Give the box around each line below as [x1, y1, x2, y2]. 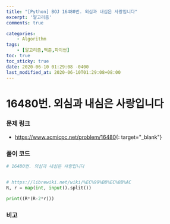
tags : [6, 42, 20, 48]
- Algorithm [17, 36, 46, 42]
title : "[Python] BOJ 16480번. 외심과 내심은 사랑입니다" [6, 8, 138, 15]
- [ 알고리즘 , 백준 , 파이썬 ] [17, 47, 70, 54]
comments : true [6, 20, 44, 26]
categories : [6, 30, 36, 36]
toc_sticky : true [6, 58, 49, 64]
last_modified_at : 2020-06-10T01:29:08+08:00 [6, 69, 121, 75]
